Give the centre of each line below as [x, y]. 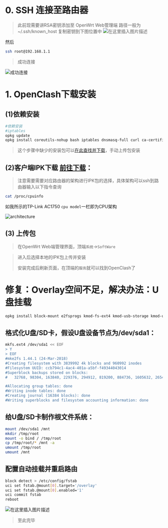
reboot [12, 499]
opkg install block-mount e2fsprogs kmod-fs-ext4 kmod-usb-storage [77, 316]
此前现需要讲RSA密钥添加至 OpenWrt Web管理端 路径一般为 [79, 25]
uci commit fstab [23, 495]
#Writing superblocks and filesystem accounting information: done [77, 400]
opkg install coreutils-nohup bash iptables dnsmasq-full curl [72, 140]
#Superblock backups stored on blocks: [47, 373]
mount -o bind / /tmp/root [33, 438]
